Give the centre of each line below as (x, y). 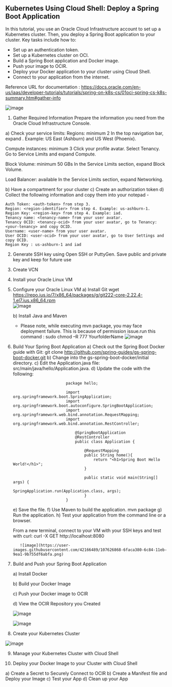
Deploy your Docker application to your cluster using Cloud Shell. (82, 71)
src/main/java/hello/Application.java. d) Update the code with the (81, 368)
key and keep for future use (42, 259)
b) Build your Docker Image (42, 584)
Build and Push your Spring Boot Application (60, 564)
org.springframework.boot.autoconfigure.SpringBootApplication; (83, 406)
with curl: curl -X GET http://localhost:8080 (58, 536)
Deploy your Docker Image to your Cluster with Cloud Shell (75, 663)
